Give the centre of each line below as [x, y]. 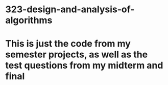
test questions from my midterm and [84, 66]
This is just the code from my [68, 44]
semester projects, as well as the [77, 55]
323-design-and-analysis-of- [70, 9]
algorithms [29, 20]
